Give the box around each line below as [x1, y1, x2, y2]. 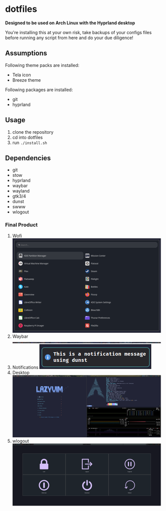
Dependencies [5, 153, 51, 162]
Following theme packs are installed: [5, 62, 80, 68]
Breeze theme [12, 77, 41, 83]
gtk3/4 [12, 193, 26, 199]
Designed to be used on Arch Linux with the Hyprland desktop [5, 20, 135, 26]
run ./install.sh [12, 140, 47, 146]
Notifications [12, 364, 39, 370]
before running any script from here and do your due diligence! [5, 35, 133, 41]
